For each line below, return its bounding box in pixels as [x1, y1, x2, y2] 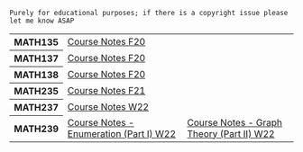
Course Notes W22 [67, 101, 150, 112]
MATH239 [14, 122, 60, 135]
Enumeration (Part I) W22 [67, 127, 177, 139]
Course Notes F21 [67, 85, 146, 96]
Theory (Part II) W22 [187, 127, 275, 139]
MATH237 [14, 102, 60, 113]
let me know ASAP [9, 16, 75, 25]
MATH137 [14, 52, 60, 65]
